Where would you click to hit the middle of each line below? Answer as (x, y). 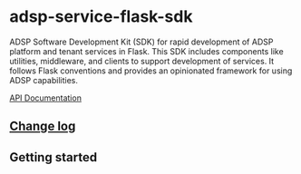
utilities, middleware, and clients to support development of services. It (142, 61)
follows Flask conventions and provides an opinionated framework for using (151, 71)
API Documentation (45, 98)
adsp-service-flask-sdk (101, 17)
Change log (43, 126)
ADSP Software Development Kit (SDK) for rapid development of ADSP (141, 42)
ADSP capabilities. (44, 80)
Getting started (53, 157)
